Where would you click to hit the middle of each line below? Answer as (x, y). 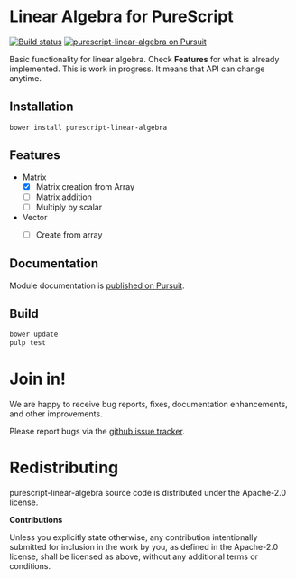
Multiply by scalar (69, 207)
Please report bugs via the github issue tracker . (97, 432)
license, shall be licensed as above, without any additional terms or (134, 556)
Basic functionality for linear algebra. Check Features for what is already (144, 59)
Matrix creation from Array (85, 186)
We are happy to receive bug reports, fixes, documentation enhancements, (149, 405)
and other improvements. (56, 414)
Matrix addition (64, 197)
